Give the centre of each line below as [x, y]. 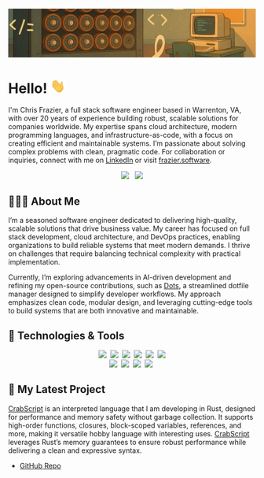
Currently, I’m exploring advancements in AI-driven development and [120, 277]
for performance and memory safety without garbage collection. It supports [131, 417]
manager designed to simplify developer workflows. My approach [115, 294]
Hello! [28, 88]
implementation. [34, 262]
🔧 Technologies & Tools [66, 335]
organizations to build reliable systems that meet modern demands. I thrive [129, 246]
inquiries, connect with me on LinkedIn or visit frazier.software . [110, 160]
